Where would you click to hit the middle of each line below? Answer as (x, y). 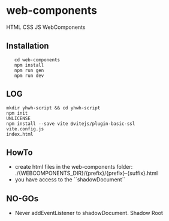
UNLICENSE (19, 118)
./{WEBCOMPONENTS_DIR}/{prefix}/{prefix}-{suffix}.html (86, 173)
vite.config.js (25, 129)
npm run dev (29, 76)
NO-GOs (22, 198)
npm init (17, 113)
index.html (20, 134)
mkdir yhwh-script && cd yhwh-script (53, 108)
